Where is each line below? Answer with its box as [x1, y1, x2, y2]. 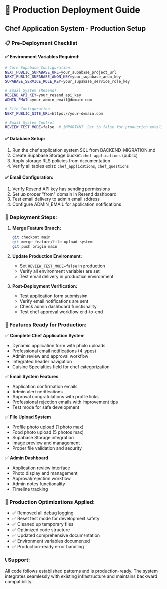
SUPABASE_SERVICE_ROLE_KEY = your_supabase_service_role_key [5, 79, 130, 84]
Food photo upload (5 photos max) [12, 429, 83, 435]
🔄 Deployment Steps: [5, 214, 57, 221]
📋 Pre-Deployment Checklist [5, 39, 78, 46]
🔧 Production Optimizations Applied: [5, 498, 95, 505]
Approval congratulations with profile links [12, 393, 99, 399]
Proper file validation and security [12, 445, 82, 451]
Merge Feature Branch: [12, 225, 61, 231]
